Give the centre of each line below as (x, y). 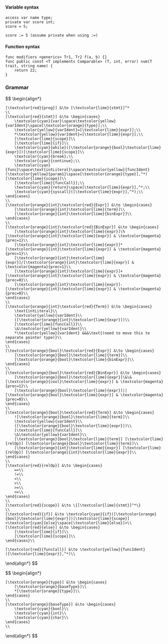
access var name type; (29, 18)
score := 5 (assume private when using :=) (52, 35)
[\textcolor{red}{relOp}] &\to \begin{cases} (54, 465)
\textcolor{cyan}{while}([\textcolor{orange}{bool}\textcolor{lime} (88, 147)
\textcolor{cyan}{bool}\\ (42, 609)
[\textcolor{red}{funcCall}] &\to (42, 549)
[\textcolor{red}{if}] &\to (35, 514)
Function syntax (23, 46)
